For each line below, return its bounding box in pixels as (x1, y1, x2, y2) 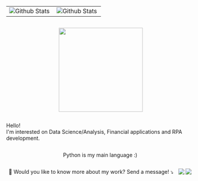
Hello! (6, 122, 21, 129)
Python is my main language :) (63, 152, 138, 158)
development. (6, 134, 40, 142)
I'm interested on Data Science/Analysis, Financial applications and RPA (6, 128, 182, 135)
